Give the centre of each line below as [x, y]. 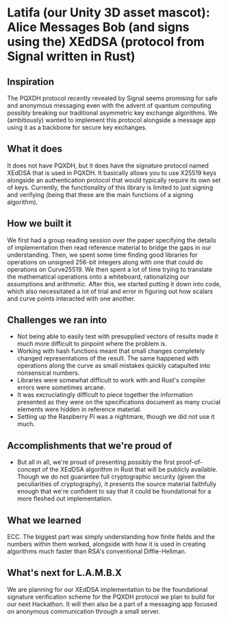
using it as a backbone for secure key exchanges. [77, 127]
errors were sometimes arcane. [61, 388]
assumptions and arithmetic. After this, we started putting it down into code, [114, 284]
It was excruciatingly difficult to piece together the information [105, 395]
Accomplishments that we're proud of [90, 445]
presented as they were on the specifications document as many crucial [119, 402]
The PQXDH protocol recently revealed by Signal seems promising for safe [112, 98]
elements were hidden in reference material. [79, 409]
